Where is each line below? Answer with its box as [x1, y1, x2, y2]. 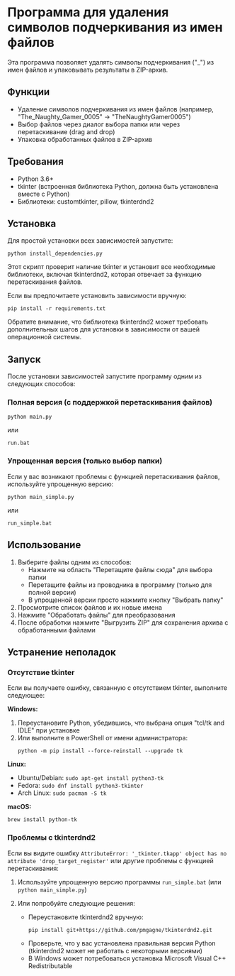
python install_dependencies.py [7, 250, 103, 258]
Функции [7, 86, 50, 98]
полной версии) [28, 588, 76, 596]
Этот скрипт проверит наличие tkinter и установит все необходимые [7, 263, 216, 271]
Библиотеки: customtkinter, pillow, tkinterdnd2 [17, 197, 154, 206]
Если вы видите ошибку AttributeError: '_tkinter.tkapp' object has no [7, 849, 227, 857]
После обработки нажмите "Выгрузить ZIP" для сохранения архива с [17, 618, 229, 627]
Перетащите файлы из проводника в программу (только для [28, 580, 212, 589]
